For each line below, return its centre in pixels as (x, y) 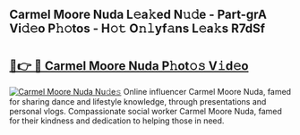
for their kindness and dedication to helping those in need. (117, 121)
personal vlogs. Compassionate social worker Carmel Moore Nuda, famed (146, 111)
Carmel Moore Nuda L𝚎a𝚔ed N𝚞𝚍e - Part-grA (138, 15)
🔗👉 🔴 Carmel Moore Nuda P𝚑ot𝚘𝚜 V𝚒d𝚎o (129, 66)
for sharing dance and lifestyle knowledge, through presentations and (138, 101)
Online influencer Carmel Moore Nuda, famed (207, 92)
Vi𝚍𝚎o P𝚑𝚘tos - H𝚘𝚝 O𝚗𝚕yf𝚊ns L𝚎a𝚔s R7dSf (137, 29)
